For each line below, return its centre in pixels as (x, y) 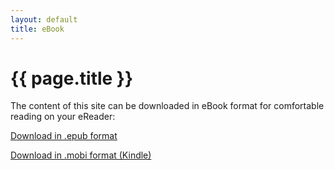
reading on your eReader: (63, 117)
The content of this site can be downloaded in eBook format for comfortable (167, 106)
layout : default (44, 19)
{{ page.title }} (72, 78)
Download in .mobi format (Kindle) (81, 155)
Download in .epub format (64, 136)
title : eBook (37, 29)
